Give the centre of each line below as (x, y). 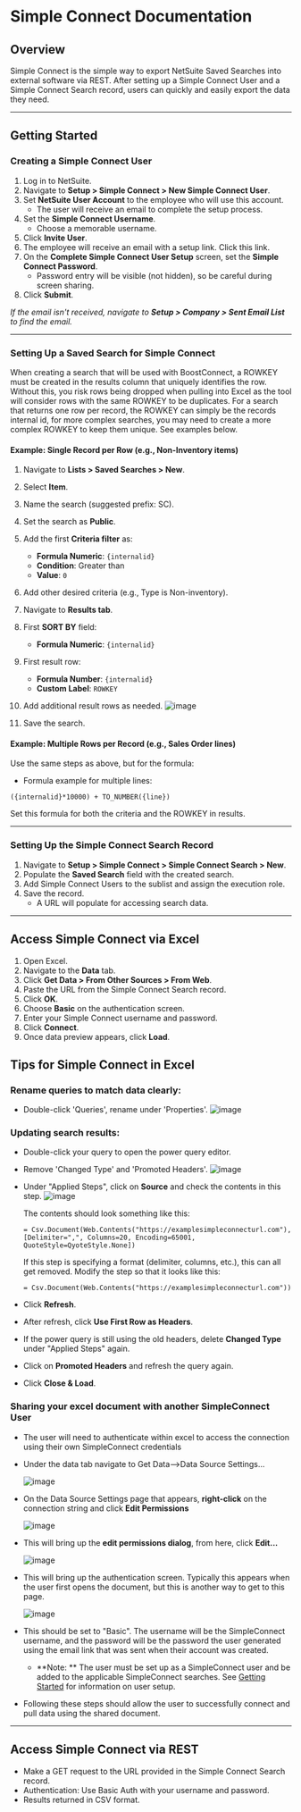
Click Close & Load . (59, 1383)
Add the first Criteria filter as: (78, 539)
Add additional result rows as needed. (93, 706)
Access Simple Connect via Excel (105, 940)
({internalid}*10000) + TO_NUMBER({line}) (90, 797)
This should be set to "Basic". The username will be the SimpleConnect (154, 1631)
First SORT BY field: (60, 627)
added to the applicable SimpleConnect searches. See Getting (151, 1676)
